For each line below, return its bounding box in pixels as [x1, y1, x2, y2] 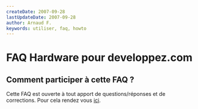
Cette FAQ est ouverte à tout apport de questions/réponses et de [6, 91, 166, 98]
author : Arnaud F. [6, 20, 52, 26]
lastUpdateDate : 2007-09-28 [6, 14, 76, 20]
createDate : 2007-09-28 [6, 8, 66, 15]
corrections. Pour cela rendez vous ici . [6, 96, 101, 104]
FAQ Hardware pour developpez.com [6, 51, 193, 64]
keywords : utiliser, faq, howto [6, 25, 86, 32]
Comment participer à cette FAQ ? [6, 74, 135, 85]
